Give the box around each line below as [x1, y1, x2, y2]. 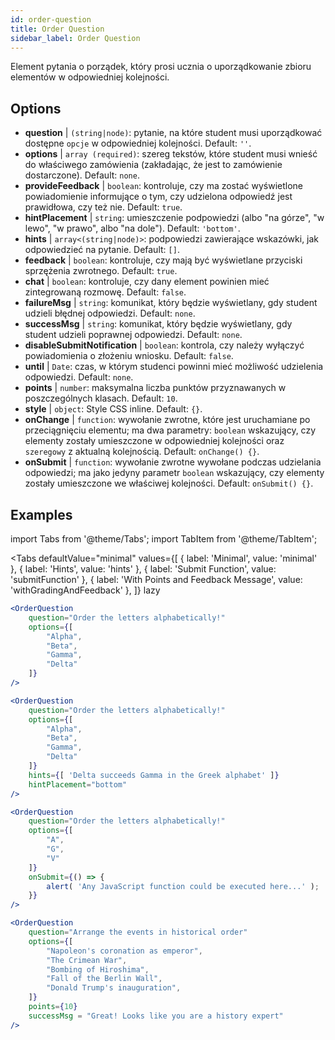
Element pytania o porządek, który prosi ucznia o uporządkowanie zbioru [10, 61, 312, 73]
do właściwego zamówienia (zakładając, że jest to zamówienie [24, 159, 283, 171]
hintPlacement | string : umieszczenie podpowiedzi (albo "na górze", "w [24, 212, 325, 224]
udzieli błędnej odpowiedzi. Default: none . [24, 307, 196, 320]
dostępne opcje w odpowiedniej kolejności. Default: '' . [24, 137, 252, 150]
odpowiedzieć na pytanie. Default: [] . [24, 244, 180, 256]
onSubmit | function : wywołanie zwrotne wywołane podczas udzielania [24, 456, 322, 468]
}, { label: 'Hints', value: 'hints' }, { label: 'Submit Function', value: [10, 563, 277, 575]
